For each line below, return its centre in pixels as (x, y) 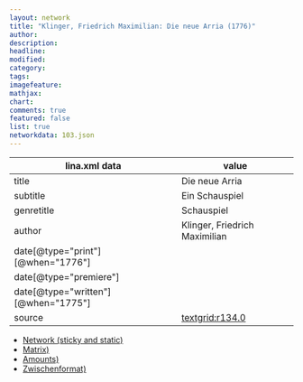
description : (34, 43)
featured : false (40, 118)
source (28, 317)
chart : (22, 102)
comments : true (38, 110)
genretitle (34, 210)
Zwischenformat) (55, 368)
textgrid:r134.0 (214, 317)
